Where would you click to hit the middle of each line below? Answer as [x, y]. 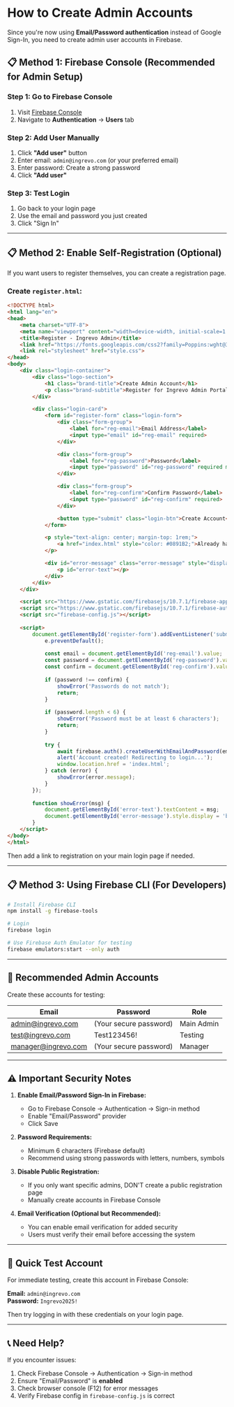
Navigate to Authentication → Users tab [76, 120]
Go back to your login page [56, 208]
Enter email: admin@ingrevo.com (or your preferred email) [98, 160]
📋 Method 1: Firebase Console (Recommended [111, 63]
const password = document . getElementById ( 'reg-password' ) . [133, 661]
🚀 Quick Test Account [55, 1263]
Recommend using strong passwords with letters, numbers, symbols [126, 1158]
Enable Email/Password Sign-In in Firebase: [81, 1095]
